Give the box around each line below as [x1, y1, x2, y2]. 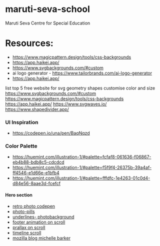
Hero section [5, 192, 32, 198]
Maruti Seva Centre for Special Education [5, 20, 90, 26]
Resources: [5, 37, 53, 49]
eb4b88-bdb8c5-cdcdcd [12, 159, 64, 165]
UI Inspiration [5, 118, 38, 125]
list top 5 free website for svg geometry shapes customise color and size [5, 85, 155, 91]
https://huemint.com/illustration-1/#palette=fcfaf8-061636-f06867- [12, 154, 151, 160]
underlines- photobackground [12, 213, 74, 219]
